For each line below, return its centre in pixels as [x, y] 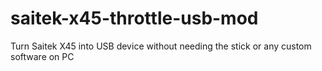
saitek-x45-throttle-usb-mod [134, 18]
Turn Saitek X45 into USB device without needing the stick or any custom [161, 46]
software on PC [42, 56]
